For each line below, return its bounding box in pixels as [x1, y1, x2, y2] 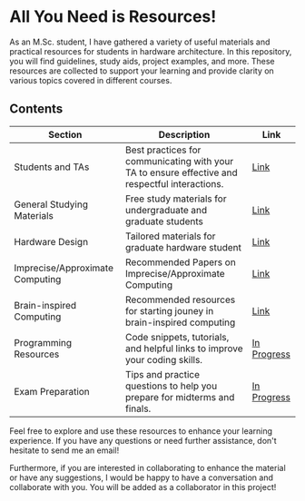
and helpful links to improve [125, 342, 243, 355]
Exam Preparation [14, 385, 91, 398]
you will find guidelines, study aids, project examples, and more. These [9, 55, 275, 66]
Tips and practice [125, 368, 201, 380]
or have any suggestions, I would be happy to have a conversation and [9, 472, 274, 483]
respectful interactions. [125, 177, 224, 190]
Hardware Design [14, 235, 89, 248]
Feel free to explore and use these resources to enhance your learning [9, 425, 273, 437]
